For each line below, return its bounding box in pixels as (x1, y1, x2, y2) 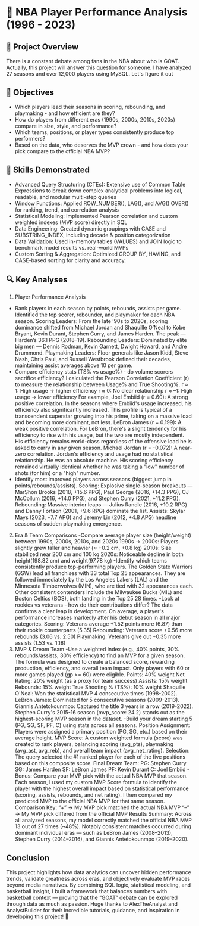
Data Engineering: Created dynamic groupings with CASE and (14, 225, 166, 232)
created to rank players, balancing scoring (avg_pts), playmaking (14, 741, 174, 748)
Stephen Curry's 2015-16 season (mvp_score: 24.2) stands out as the (14, 709, 185, 716)
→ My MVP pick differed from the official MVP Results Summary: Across (14, 810, 192, 818)
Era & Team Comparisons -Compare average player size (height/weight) (14, 532, 192, 539)
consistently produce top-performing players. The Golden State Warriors (14, 563, 193, 571)
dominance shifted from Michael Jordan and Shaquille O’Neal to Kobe (14, 324, 186, 331)
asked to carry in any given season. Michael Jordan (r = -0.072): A (14, 444, 178, 452)
